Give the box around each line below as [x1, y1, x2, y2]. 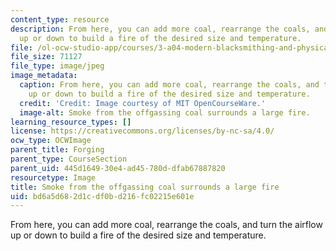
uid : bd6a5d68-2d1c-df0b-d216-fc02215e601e [10, 191, 195, 201]
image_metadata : [10, 71, 78, 81]
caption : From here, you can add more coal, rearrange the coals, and [19, 80, 320, 90]
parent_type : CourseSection [10, 154, 128, 164]
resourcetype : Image [10, 172, 97, 183]
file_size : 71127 [10, 52, 83, 62]
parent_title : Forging [10, 145, 105, 155]
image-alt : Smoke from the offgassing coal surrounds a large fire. [19, 107, 311, 118]
